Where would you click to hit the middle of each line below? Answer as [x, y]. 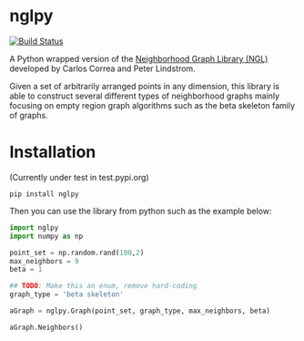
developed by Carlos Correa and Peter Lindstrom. [102, 68]
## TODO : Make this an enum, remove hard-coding [103, 286]
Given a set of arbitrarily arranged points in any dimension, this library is [145, 86]
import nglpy [34, 227]
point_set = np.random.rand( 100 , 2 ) [77, 253]
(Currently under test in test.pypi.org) [79, 177]
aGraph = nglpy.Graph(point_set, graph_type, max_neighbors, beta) [140, 311]
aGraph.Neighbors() [46, 327]
